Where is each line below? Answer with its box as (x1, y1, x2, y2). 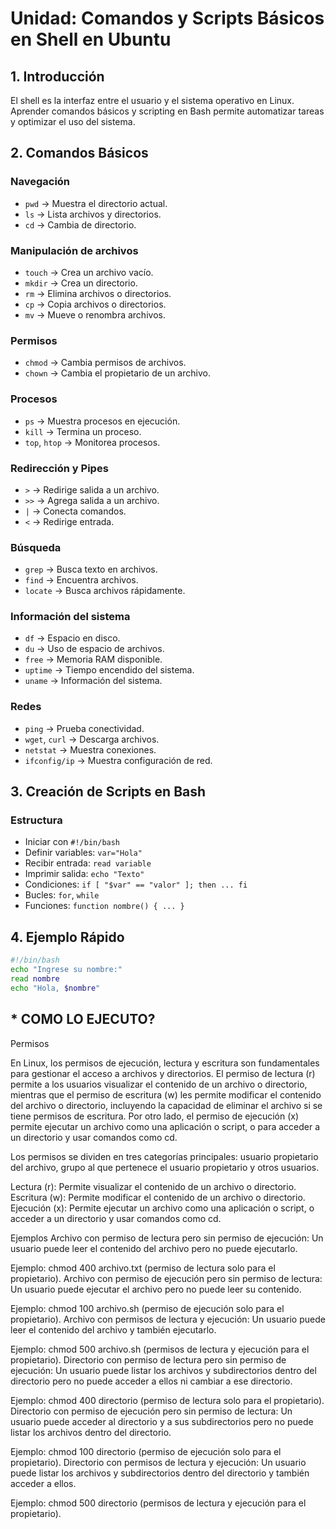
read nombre (10, 974, 60, 984)
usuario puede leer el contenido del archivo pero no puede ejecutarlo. (10, 1242, 298, 1254)
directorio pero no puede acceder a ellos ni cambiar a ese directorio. (10, 1375, 293, 1387)
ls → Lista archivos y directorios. (24, 208, 162, 220)
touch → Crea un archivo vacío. (24, 266, 154, 278)
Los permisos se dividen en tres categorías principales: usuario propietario (10, 1150, 319, 1162)
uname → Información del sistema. (24, 675, 163, 687)
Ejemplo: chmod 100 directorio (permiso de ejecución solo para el (10, 1445, 282, 1457)
